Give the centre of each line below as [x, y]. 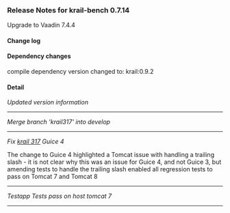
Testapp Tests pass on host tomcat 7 [59, 196]
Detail [16, 87]
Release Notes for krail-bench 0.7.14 [68, 10]
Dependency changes [39, 56]
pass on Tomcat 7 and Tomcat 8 [52, 177]
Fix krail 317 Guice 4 [36, 141]
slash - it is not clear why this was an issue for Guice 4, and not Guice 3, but [114, 162]
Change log [24, 40]
